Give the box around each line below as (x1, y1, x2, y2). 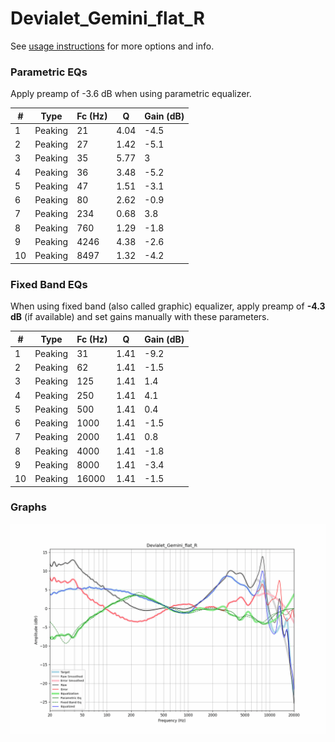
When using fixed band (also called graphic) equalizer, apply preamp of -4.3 (10, 300, 326, 312)
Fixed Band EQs (10, 277, 88, 291)
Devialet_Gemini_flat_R (10, 7, 205, 30)
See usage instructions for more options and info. (10, 40, 215, 52)
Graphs (10, 500, 47, 514)
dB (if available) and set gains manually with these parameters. (10, 311, 270, 323)
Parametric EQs (10, 65, 88, 79)
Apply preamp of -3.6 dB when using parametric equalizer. (10, 88, 252, 100)
